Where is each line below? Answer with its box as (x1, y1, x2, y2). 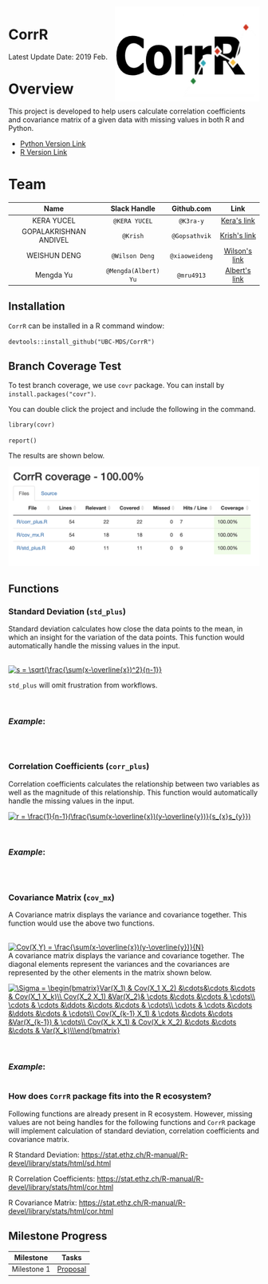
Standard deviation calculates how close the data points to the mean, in (8, 624, 243, 633)
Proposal (57, 1264, 87, 1274)
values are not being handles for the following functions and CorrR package (8, 1117, 256, 1127)
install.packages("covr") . (8, 389, 97, 398)
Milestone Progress (8, 1230, 108, 1243)
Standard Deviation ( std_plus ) (8, 605, 126, 616)
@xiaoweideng (170, 252, 214, 260)
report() (8, 437, 37, 445)
